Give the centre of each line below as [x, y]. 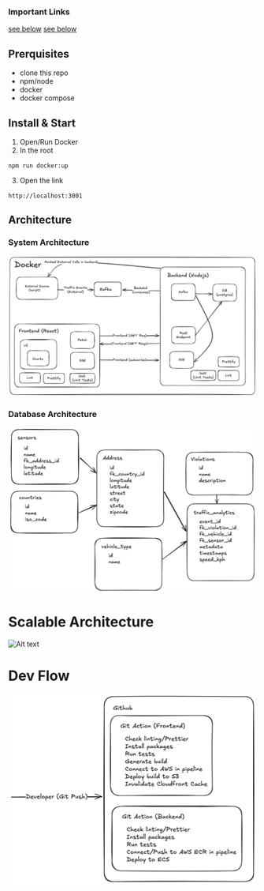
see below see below [43, 29]
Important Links [39, 12]
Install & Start [42, 123]
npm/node [36, 81]
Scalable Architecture [81, 622]
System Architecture [49, 242]
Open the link [41, 180]
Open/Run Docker [49, 141]
